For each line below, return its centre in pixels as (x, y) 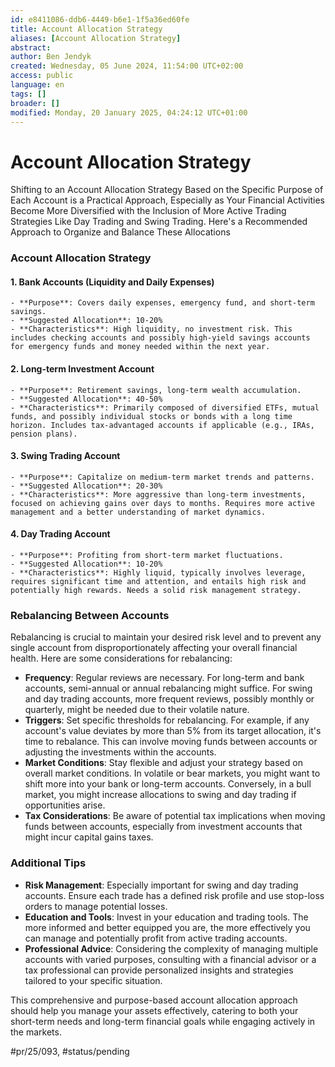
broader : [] (35, 103)
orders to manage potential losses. (96, 906)
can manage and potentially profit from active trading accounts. (156, 938)
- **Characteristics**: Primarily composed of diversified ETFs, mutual (165, 407)
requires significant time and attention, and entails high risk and (158, 582)
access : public (42, 76)
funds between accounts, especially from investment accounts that (163, 827)
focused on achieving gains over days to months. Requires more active (162, 503)
